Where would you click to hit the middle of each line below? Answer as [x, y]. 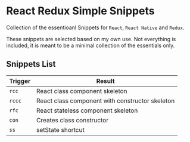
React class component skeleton [82, 91]
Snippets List [31, 64]
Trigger [20, 81]
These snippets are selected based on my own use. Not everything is [91, 39]
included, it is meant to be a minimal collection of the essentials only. [91, 45]
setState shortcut [60, 129]
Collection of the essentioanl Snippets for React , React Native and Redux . [95, 27]
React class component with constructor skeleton [105, 101]
